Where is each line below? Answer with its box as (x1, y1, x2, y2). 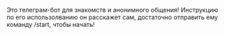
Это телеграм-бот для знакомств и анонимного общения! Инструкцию (6, 6, 219, 14)
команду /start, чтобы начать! (6, 21, 95, 28)
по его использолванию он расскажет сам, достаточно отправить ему (6, 13, 218, 21)
